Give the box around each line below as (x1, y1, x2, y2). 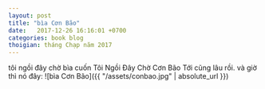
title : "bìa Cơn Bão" (8, 19, 81, 27)
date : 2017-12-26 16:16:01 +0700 (8, 26, 127, 34)
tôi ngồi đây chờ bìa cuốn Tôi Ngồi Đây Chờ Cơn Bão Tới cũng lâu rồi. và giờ (8, 63, 258, 72)
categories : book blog (8, 33, 84, 42)
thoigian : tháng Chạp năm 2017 (8, 41, 113, 49)
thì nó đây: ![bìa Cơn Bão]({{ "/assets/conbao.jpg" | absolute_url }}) (8, 72, 229, 81)
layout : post (8, 11, 52, 20)
